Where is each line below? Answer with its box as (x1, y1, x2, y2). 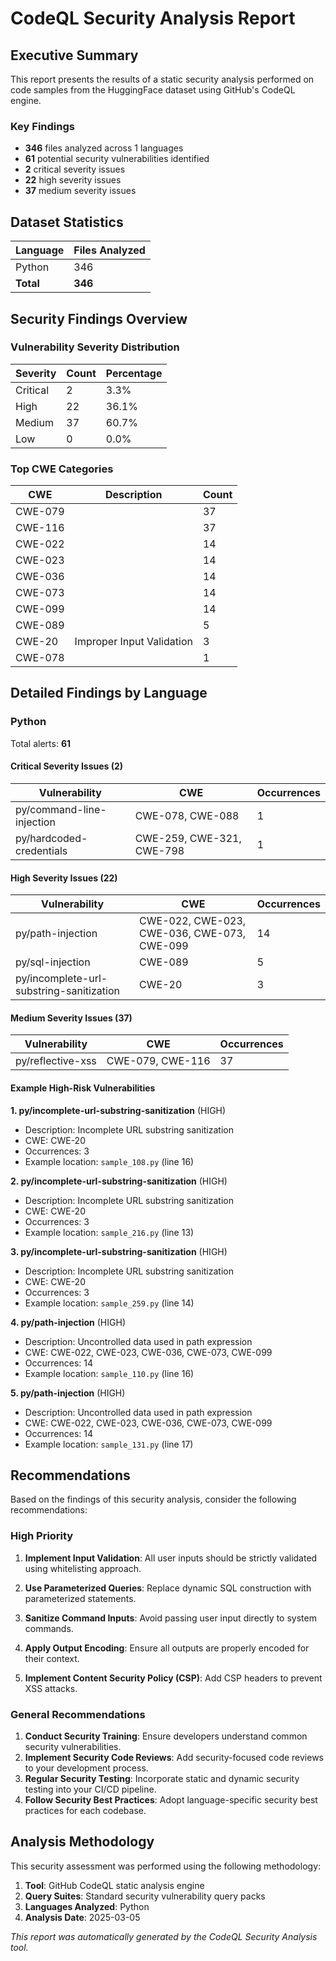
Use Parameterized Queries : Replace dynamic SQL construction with (24, 1582, 312, 1594)
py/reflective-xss (15, 1054, 97, 1068)
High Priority (10, 1529, 74, 1543)
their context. (24, 1652, 80, 1664)
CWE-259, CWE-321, (134, 831, 242, 845)
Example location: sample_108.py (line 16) (24, 1155, 195, 1167)
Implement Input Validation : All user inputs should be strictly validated (24, 1552, 318, 1564)
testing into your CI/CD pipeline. (24, 1783, 157, 1795)
